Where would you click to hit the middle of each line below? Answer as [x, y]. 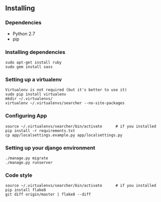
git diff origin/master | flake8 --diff [48, 194]
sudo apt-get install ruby [33, 62]
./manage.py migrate [27, 158]
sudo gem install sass [29, 67]
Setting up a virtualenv [33, 79]
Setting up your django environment [50, 148]
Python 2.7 [24, 33]
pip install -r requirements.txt [40, 130]
